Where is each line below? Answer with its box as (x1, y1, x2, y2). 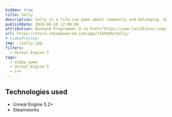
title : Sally (5, 12, 33, 17)
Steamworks (12, 106, 39, 112)
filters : (5, 45, 24, 50)
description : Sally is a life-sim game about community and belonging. (5, 17, 161, 22)
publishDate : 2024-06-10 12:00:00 (5, 21, 79, 27)
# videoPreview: (5, 36, 40, 41)
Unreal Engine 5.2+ (12, 101, 54, 107)
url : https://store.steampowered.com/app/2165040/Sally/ (5, 31, 130, 36)
